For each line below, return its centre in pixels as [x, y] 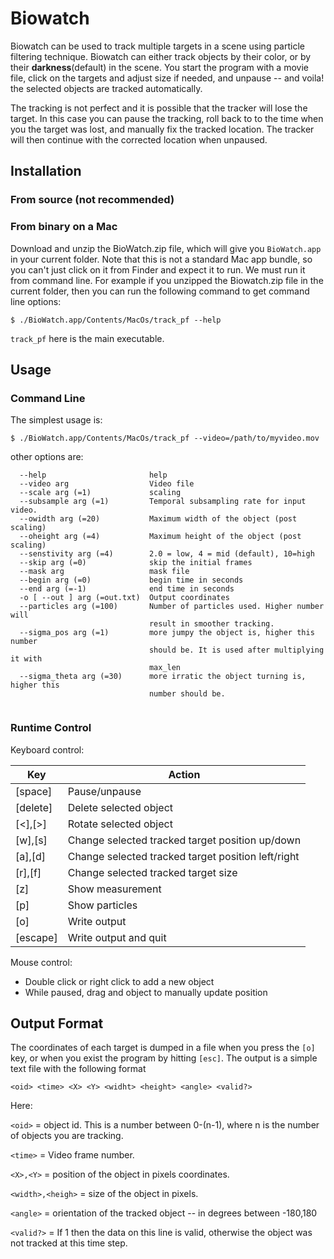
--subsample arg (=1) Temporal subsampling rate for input [163, 502]
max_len [165, 668]
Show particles [102, 905]
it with [26, 659]
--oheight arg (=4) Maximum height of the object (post [160, 537]
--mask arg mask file [104, 572]
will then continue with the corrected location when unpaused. [139, 139]
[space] [34, 791]
